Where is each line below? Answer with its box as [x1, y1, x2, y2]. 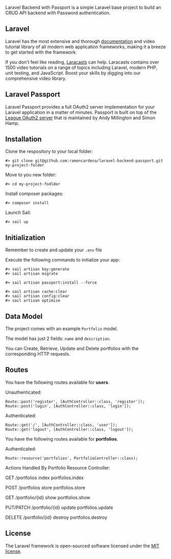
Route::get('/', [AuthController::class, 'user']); [5, 422, 117, 427]
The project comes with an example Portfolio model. [5, 326, 118, 332]
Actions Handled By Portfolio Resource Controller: [5, 464, 111, 470]
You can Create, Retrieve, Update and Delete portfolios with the [5, 346, 139, 352]
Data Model [5, 312, 43, 320]
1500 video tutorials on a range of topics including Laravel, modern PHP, [5, 64, 157, 71]
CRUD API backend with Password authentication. [5, 10, 111, 16]
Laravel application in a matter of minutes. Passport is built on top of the [5, 109, 157, 115]
